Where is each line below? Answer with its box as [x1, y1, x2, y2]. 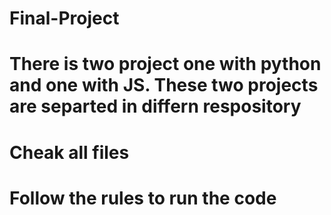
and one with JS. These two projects [9, 74, 319, 97]
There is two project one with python [9, 53, 322, 76]
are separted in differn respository [9, 95, 302, 118]
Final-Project [9, 7, 120, 30]
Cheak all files [9, 141, 130, 164]
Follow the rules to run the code [9, 187, 277, 209]
